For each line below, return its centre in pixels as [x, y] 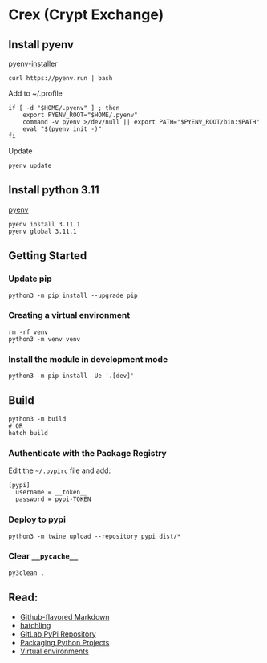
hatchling [35, 625]
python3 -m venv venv [44, 339]
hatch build [28, 433]
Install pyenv [41, 45]
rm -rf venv [28, 332]
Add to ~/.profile [35, 93]
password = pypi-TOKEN [53, 499]
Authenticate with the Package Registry [87, 453]
